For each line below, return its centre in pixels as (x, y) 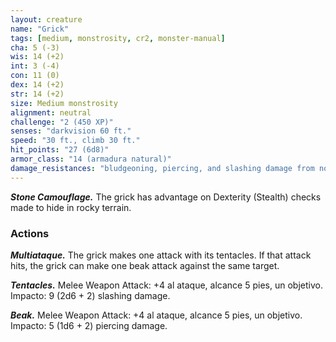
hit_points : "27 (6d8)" (60, 150)
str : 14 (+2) (37, 94)
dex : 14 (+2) (37, 85)
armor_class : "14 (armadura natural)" (91, 159)
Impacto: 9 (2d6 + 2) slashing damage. (90, 295)
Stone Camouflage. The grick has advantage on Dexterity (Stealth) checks (166, 197)
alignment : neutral (51, 112)
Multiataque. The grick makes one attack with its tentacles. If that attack (161, 255)
